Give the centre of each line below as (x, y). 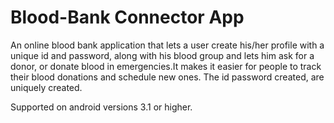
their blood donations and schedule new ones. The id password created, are (167, 77)
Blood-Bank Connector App (127, 17)
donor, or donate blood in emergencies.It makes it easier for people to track (166, 66)
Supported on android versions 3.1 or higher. (101, 107)
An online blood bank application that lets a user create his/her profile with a (167, 45)
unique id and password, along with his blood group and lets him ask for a (162, 55)
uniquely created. (46, 87)
